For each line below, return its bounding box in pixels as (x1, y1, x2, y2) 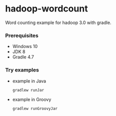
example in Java (12, 78, 46, 84)
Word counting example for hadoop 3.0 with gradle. (5, 19, 111, 25)
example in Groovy (12, 96, 51, 102)
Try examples (5, 66, 39, 73)
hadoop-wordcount (5, 3, 88, 14)
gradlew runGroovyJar (12, 106, 57, 111)
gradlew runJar (12, 87, 44, 92)
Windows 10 (12, 43, 38, 49)
